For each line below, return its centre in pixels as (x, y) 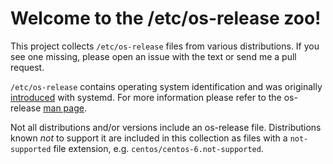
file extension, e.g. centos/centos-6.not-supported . (158, 148)
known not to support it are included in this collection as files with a (149, 138)
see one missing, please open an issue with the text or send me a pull (153, 56)
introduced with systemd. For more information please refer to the (146, 97)
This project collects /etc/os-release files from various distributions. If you (165, 46)
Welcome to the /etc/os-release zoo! (166, 18)
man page (64, 108)
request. (27, 67)
